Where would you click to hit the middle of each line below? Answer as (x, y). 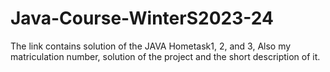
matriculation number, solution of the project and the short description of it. (165, 56)
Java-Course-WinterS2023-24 (142, 18)
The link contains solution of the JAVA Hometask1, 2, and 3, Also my (151, 46)
